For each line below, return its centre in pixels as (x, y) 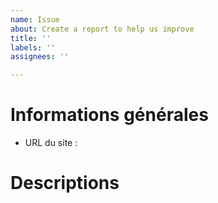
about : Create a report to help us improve (102, 29)
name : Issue (35, 19)
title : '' (31, 38)
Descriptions (65, 183)
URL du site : (51, 143)
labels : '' (33, 47)
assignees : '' (40, 57)
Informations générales (109, 115)
